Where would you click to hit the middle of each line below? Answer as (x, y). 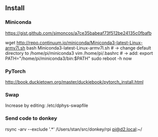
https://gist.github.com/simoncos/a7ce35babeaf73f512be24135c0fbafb (78, 33)
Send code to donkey (31, 118)
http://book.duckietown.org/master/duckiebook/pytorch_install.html (75, 82)
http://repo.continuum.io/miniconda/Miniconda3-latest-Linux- (80, 43)
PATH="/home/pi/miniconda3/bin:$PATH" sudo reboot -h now (69, 58)
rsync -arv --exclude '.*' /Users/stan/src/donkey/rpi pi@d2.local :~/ (74, 129)
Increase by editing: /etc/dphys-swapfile (47, 105)
